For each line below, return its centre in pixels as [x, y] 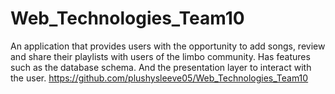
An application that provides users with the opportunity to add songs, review [168, 46]
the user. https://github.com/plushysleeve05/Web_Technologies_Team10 [159, 78]
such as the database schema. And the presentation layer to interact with [161, 67]
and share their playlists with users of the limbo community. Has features [160, 56]
